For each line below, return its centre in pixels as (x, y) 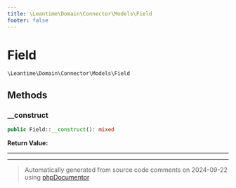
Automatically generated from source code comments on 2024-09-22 (126, 170)
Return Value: (28, 143)
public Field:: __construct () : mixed (61, 130)
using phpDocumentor (57, 177)
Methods (27, 95)
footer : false (28, 20)
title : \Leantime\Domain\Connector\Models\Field (80, 14)
